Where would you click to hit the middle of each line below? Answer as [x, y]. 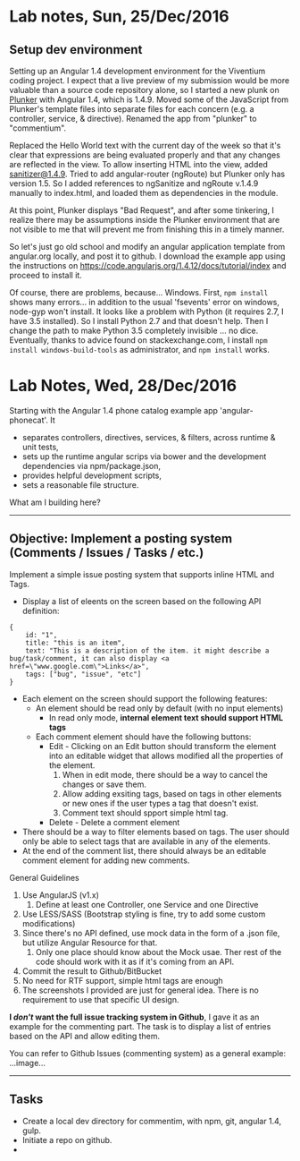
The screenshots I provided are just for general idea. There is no [140, 990]
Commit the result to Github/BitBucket [92, 971]
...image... [28, 1063]
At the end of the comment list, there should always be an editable [144, 850]
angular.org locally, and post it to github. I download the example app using [147, 256]
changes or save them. [104, 784]
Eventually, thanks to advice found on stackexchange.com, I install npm [138, 340]
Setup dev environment [76, 50]
